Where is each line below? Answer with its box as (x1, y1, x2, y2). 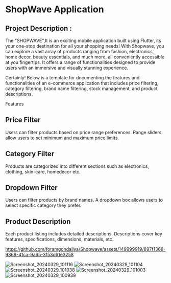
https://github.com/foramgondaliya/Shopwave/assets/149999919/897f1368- (5, 246, 166, 252)
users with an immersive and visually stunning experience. (5, 65, 129, 71)
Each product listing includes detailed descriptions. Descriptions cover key (5, 231, 162, 237)
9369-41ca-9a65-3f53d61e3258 (5, 252, 74, 258)
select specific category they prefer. (5, 202, 82, 208)
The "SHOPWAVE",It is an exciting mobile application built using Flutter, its (5, 37, 162, 43)
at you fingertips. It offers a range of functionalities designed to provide (5, 59, 156, 65)
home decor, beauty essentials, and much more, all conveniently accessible (5, 54, 165, 60)
